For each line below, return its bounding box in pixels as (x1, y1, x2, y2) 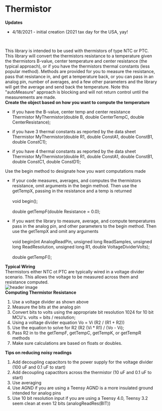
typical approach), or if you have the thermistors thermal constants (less (5, 63, 150, 69)
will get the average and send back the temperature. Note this (5, 84, 129, 89)
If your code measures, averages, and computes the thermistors (12, 178, 141, 183)
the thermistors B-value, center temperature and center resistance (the (5, 58, 147, 64)
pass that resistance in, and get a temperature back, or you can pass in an (5, 73, 154, 79)
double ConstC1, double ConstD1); (12, 159, 81, 164)
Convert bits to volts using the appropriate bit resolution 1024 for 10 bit (12, 309, 154, 315)
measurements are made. (5, 94, 56, 100)
